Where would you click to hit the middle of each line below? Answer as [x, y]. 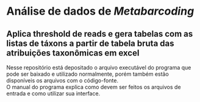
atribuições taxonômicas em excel [73, 53]
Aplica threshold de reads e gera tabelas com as [100, 34]
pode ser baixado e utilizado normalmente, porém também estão [87, 74]
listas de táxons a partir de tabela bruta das [91, 43]
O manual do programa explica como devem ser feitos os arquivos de [94, 87]
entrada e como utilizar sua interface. [53, 93]
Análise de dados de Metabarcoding [100, 11]
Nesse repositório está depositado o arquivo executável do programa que [99, 67]
